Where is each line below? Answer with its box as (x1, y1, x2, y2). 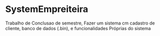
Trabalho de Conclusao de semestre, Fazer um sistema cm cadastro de (5, 20, 155, 26)
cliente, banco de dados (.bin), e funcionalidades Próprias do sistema (5, 25, 151, 31)
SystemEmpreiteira (5, 3, 88, 15)
